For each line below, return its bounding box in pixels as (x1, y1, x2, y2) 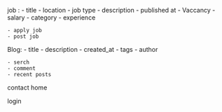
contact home (7, 83, 48, 92)
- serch (7, 59, 30, 66)
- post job (7, 33, 39, 40)
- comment (7, 65, 36, 72)
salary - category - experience (7, 13, 96, 22)
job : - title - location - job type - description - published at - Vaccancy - (7, 6, 216, 14)
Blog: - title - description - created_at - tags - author (7, 45, 158, 53)
